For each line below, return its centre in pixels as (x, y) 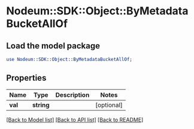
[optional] (109, 105)
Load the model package (53, 46)
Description (72, 95)
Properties (26, 78)
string (41, 105)
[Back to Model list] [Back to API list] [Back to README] (75, 119)
